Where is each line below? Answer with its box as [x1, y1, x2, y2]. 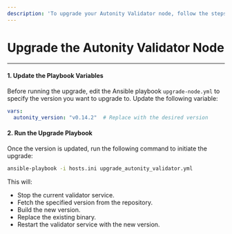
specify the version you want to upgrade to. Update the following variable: [7, 94, 219, 102]
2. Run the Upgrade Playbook [7, 129, 93, 137]
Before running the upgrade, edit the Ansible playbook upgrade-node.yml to [7, 87, 220, 95]
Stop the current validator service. [17, 191, 115, 199]
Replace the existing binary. [17, 213, 97, 221]
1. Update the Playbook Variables [7, 72, 104, 80]
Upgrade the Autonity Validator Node [7, 39, 224, 55]
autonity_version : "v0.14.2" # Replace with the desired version [13, 114, 209, 121]
